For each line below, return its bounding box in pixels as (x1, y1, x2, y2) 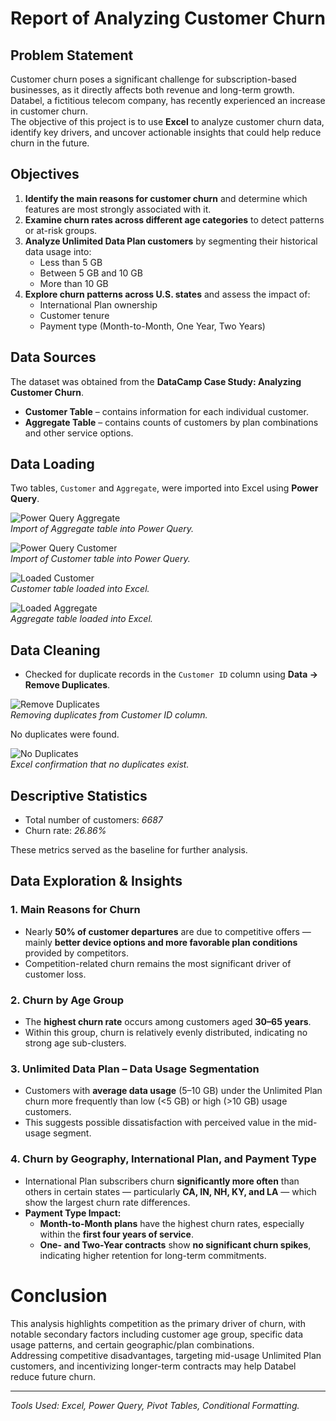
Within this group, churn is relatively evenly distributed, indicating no (24, 1027, 308, 1039)
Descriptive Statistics (10, 787, 148, 804)
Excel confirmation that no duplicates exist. (10, 758, 190, 771)
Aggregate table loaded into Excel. (10, 613, 153, 625)
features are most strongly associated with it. (24, 203, 212, 215)
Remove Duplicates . (24, 679, 111, 691)
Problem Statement (10, 47, 134, 64)
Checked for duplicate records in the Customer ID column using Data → (24, 668, 319, 681)
